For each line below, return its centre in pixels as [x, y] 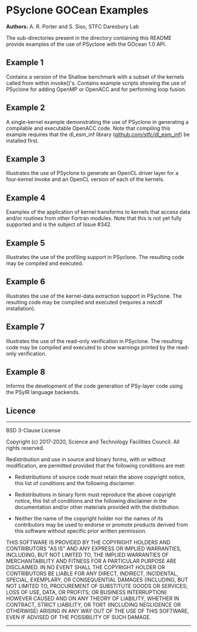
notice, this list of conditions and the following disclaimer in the [91, 501]
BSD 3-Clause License [33, 431]
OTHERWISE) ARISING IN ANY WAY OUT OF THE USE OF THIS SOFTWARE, [98, 611]
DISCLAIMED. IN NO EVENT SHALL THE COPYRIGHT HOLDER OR [86, 567]
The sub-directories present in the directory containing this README [89, 38]
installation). [21, 308]
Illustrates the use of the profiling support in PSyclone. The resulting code [95, 257]
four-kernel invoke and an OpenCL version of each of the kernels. [85, 179]
